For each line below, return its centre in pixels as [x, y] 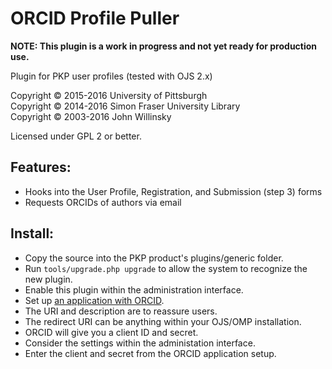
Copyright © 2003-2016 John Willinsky [91, 116]
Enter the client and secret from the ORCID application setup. [150, 353]
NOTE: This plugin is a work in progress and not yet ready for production [164, 46]
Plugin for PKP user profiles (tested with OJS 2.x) [111, 76]
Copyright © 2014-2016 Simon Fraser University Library [125, 106]
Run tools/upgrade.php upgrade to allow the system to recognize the [166, 268]
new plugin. [48, 279]
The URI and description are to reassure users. [121, 311]
